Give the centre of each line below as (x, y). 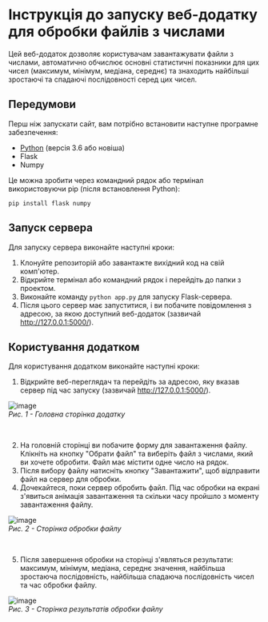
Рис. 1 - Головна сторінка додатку (67, 414)
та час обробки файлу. (58, 585)
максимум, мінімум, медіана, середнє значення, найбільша (122, 568)
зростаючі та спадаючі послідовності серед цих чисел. (103, 79)
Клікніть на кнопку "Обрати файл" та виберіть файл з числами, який (136, 454)
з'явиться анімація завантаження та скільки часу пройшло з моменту (139, 496)
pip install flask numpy (50, 203)
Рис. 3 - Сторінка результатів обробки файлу (86, 609)
